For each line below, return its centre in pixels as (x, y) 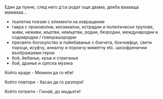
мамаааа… (16, 12)
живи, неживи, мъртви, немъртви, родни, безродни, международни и (85, 32)
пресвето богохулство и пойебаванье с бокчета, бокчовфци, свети (82, 42)
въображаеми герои (33, 53)
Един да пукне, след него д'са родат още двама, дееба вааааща (72, 7)
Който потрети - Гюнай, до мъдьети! (43, 91)
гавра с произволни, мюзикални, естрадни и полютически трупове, (83, 27)
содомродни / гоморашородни (44, 37)
